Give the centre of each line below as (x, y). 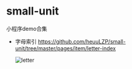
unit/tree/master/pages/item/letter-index (65, 48)
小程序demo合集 (27, 28)
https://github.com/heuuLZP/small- (82, 41)
